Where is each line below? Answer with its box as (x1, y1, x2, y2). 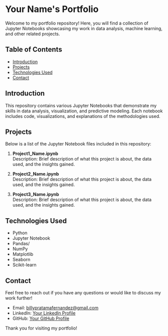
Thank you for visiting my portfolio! (5, 325, 78, 331)
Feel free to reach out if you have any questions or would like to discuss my (5, 290, 161, 295)
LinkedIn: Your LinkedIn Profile (12, 310, 76, 316)
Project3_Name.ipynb (12, 192, 59, 198)
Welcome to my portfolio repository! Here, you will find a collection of (5, 20, 149, 26)
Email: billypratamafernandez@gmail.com (12, 305, 99, 310)
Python (12, 230, 28, 236)
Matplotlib (12, 251, 34, 257)
